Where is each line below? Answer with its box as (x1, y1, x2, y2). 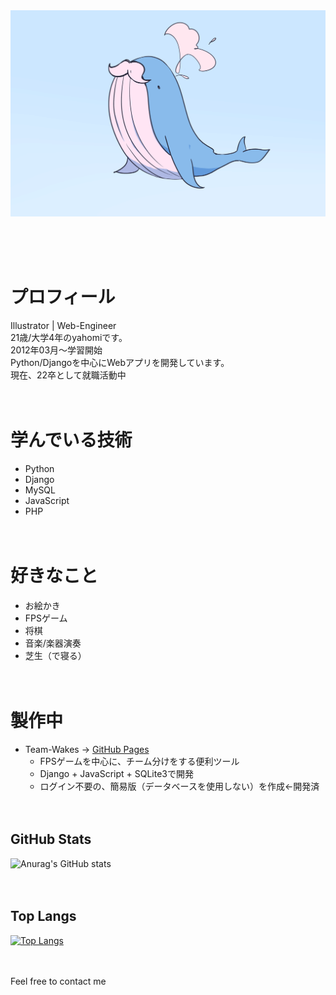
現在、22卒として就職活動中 (10, 369, 127, 381)
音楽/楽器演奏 (24, 637, 82, 649)
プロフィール (10, 286, 116, 309)
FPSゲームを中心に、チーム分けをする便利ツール (39, 755, 240, 767)
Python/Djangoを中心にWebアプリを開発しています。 (10, 357, 230, 369)
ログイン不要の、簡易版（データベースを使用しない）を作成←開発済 (39, 780, 320, 792)
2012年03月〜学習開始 (10, 344, 103, 356)
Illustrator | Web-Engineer (10, 320, 117, 332)
